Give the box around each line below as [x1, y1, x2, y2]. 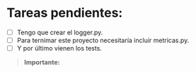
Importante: [23, 58, 60, 67]
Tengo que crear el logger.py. [16, 28, 103, 36]
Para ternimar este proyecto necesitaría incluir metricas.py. [16, 36, 190, 44]
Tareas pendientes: [6, 5, 123, 21]
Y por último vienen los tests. [16, 44, 102, 53]
